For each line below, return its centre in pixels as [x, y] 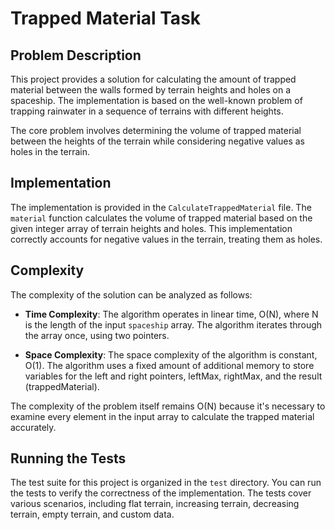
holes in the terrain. [50, 151]
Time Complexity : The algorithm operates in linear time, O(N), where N [171, 314]
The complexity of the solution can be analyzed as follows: [131, 294]
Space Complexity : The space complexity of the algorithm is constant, [171, 354]
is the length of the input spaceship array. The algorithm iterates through [173, 324]
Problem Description [76, 55]
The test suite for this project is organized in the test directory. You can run [166, 483]
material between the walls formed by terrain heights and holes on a [151, 90]
